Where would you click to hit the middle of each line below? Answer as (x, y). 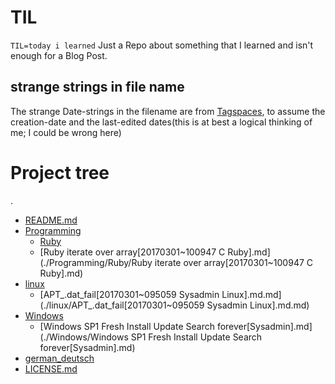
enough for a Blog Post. (59, 55)
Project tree (60, 172)
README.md (51, 220)
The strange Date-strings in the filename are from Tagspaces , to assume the (168, 111)
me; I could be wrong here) (66, 132)
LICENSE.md (51, 368)
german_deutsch (59, 358)
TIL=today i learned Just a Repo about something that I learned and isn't (162, 45)
